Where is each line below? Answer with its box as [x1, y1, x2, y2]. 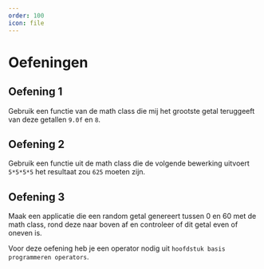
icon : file [8, 19, 45, 27]
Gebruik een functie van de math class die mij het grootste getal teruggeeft [8, 106, 255, 115]
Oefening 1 [8, 85, 63, 99]
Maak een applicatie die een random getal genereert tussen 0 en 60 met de [8, 212, 257, 221]
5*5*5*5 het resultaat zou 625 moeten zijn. [8, 167, 146, 177]
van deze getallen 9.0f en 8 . [8, 115, 101, 124]
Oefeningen [8, 53, 89, 72]
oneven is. [8, 228, 42, 238]
